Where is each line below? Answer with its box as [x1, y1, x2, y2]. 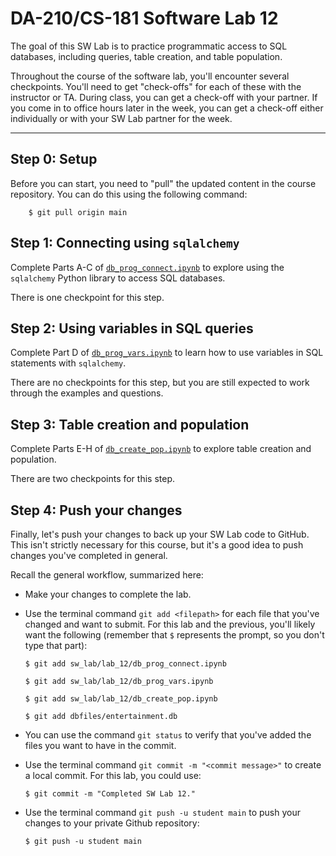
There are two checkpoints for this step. [10, 473, 176, 485]
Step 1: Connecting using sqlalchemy [10, 235, 240, 252]
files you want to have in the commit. [24, 740, 177, 751]
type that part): [24, 640, 88, 651]
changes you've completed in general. [10, 550, 168, 561]
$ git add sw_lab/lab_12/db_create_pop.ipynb [24, 694, 218, 704]
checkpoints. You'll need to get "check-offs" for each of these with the [10, 80, 302, 92]
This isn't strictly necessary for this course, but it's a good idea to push [10, 539, 304, 551]
